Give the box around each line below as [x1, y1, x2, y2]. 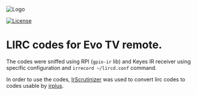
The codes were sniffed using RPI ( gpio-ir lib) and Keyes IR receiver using [6, 57, 191, 65]
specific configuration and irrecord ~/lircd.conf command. [6, 64, 157, 71]
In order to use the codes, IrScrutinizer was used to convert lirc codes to [6, 75, 186, 83]
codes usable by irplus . [6, 82, 64, 89]
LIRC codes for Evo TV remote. [6, 38, 162, 52]
